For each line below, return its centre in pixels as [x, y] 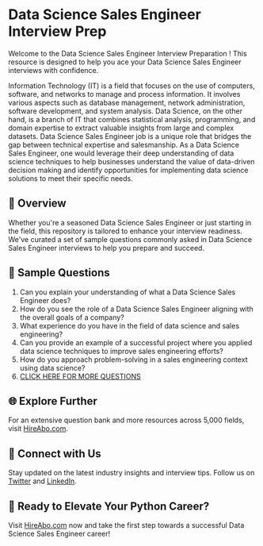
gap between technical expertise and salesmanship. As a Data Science [124, 144]
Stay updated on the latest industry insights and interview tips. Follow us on [131, 473]
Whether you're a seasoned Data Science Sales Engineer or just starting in [130, 222]
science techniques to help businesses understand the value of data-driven [131, 161]
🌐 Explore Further [53, 401]
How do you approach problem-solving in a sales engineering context [133, 360]
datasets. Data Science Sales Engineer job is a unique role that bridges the [130, 136]
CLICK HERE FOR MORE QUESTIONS [80, 376]
